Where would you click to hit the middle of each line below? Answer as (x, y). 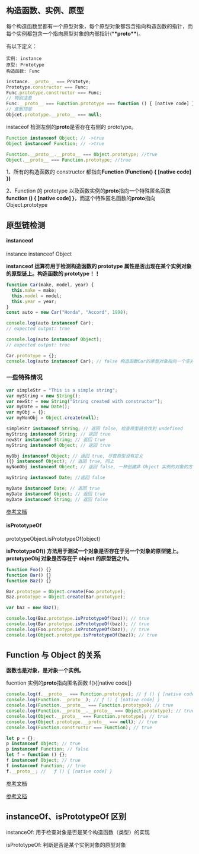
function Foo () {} (29, 569)
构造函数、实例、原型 (45, 11)
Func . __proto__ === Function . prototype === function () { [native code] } (100, 104)
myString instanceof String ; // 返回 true (58, 434)
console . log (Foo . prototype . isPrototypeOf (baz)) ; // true (78, 629)
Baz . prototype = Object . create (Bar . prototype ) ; (66, 597)
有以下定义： (22, 46)
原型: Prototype (25, 65)
